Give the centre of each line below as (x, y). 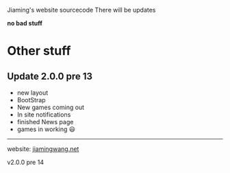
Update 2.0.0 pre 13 (50, 76)
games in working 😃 (46, 129)
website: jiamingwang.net (43, 149)
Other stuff (39, 51)
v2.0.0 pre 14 (26, 162)
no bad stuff (25, 23)
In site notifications (44, 115)
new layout (33, 93)
